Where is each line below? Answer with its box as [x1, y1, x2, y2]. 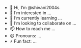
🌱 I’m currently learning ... [9, 15, 62, 21]
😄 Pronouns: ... [9, 33, 42, 39]
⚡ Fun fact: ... [9, 38, 37, 44]
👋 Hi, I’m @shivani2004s [9, 5, 60, 10]
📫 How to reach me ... [9, 26, 55, 31]
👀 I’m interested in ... [9, 10, 52, 16]
